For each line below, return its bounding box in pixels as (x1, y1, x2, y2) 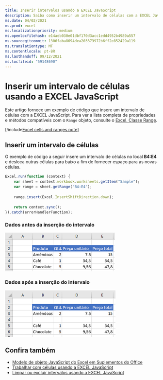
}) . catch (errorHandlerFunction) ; (5, 210, 73, 215)
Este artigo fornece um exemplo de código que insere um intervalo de (5, 107, 145, 113)
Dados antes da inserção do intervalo (5, 222, 95, 228)
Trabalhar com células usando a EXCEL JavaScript (12, 364, 114, 370)
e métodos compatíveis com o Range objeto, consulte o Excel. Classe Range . (5, 117, 158, 123)
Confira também (5, 346, 56, 355)
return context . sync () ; (14, 205, 62, 210)
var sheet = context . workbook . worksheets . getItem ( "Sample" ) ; (14, 179, 140, 184)
